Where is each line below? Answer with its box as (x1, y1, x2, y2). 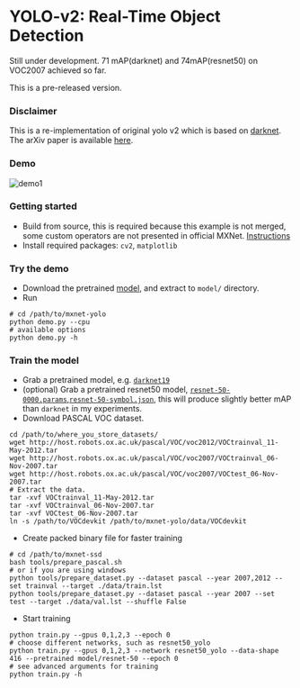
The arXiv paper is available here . (9, 135, 134, 146)
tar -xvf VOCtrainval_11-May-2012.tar (9, 493, 154, 502)
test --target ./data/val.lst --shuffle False (9, 597, 187, 607)
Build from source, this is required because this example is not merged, (22, 221, 287, 231)
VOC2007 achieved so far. (9, 65, 107, 76)
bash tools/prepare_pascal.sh (9, 558, 123, 567)
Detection (9, 25, 84, 46)
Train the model (9, 354, 79, 367)
